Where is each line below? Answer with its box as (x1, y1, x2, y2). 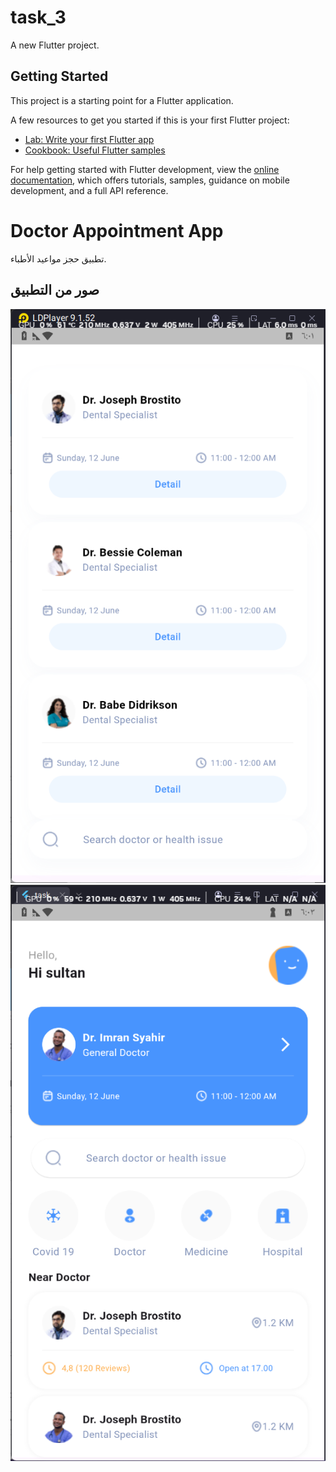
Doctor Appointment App (10, 219, 224, 242)
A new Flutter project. (10, 39, 100, 51)
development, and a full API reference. (10, 184, 169, 196)
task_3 (10, 6, 67, 29)
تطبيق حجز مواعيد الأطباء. (10, 252, 107, 265)
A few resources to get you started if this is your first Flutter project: (10, 114, 290, 126)
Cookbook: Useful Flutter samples (24, 144, 166, 156)
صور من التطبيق (10, 282, 100, 299)
